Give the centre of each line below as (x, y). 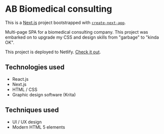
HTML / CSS (25, 89)
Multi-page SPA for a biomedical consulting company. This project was (77, 32)
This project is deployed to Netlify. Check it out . (53, 52)
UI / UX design (27, 122)
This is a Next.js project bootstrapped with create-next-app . (66, 22)
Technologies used (35, 67)
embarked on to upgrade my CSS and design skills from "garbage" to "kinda (82, 37)
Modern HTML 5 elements (38, 127)
